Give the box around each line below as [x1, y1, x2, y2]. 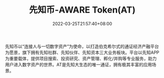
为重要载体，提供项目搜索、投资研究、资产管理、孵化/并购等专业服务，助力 [5, 55, 157, 61]
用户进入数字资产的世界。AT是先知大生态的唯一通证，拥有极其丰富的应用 [5, 62, 152, 67]
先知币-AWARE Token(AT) [29, 4, 136, 16]
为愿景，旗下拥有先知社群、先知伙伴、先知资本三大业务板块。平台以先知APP [5, 49, 160, 55]
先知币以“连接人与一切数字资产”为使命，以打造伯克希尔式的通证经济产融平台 [5, 43, 159, 49]
